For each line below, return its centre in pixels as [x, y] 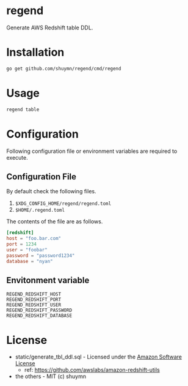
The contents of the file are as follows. [55, 221]
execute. [17, 157]
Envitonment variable [48, 280]
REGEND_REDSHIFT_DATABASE [39, 316]
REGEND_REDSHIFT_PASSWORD [39, 310]
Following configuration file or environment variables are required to [92, 151]
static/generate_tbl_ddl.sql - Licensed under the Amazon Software [98, 357]
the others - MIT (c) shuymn [51, 376]
